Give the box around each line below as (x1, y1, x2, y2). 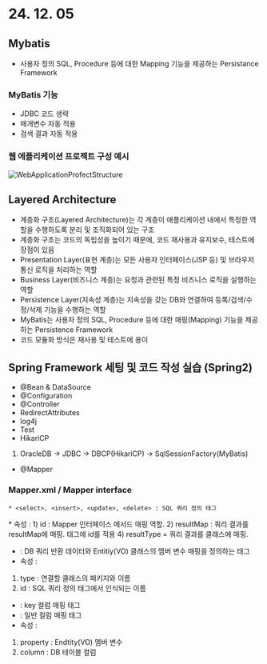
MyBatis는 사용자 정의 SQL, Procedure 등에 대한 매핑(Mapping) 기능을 (19, 315, 244, 325)
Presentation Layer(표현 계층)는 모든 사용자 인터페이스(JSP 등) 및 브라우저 (19, 255, 254, 265)
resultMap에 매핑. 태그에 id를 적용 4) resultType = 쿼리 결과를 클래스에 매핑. (8, 529, 249, 538)
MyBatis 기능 (8, 89, 58, 100)
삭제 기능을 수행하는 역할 (29, 305, 106, 314)
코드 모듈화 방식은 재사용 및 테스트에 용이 (19, 335, 149, 345)
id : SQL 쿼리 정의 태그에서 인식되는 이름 (19, 583, 146, 593)
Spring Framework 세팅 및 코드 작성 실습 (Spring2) (8, 361, 253, 374)
